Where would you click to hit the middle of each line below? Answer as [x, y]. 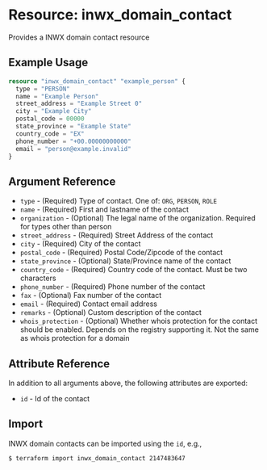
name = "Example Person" [57, 96]
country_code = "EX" [50, 134]
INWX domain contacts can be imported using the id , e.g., [105, 443]
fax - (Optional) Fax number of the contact [91, 296]
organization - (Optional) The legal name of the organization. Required [138, 218]
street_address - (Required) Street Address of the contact [117, 235]
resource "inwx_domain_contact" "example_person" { [97, 81]
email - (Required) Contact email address [88, 304]
